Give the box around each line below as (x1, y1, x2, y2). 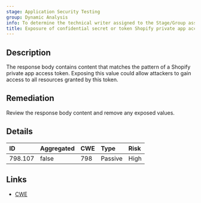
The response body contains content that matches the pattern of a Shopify (6, 63, 191, 70)
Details (6, 127, 33, 137)
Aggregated (39, 144, 75, 152)
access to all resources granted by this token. (6, 76, 118, 84)
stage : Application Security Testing (6, 8, 100, 15)
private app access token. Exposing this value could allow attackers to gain (6, 70, 191, 77)
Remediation (6, 93, 55, 103)
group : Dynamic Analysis (6, 14, 68, 20)
